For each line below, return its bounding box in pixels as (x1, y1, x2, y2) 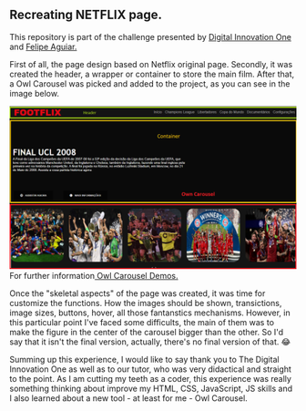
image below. (9, 87, 59, 98)
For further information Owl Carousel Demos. (9, 270, 179, 281)
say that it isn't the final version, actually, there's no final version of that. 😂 (9, 336, 291, 347)
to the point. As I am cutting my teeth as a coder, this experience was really (9, 373, 291, 384)
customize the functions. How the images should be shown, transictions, (9, 297, 282, 308)
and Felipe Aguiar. (9, 41, 77, 52)
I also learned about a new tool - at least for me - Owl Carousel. (9, 392, 248, 404)
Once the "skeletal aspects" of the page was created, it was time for (9, 287, 266, 299)
